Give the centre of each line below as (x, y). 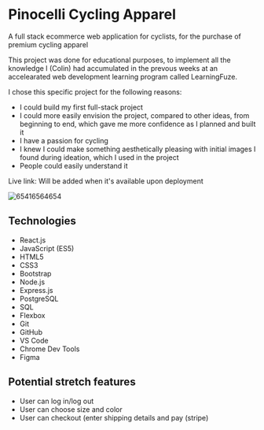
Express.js (36, 290)
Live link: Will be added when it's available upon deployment (106, 181)
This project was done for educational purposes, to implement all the (119, 60)
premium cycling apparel (48, 44)
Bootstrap (35, 273)
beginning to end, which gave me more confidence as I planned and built (137, 124)
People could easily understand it (73, 165)
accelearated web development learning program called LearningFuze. (123, 76)
